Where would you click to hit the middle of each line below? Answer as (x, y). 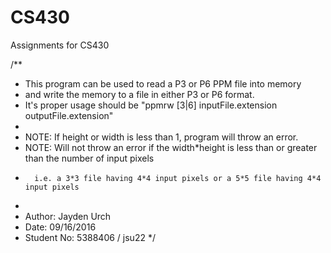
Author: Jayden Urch (68, 216)
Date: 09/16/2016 (60, 227)
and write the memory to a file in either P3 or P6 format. (139, 94)
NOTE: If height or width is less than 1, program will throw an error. (161, 137)
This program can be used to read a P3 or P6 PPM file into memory (163, 83)
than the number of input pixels (89, 158)
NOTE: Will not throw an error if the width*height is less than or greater (171, 147)
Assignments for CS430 (60, 45)
